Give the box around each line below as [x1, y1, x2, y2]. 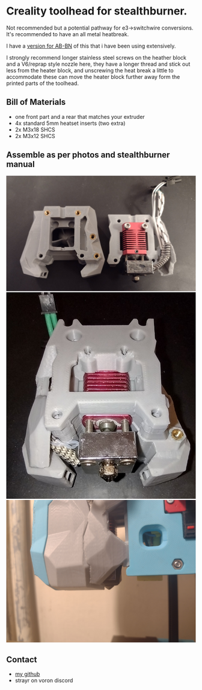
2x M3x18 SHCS [14, 125, 55, 133]
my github [14, 670, 40, 677]
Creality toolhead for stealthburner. [6, 4, 188, 18]
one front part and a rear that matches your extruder [14, 113, 145, 120]
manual [6, 159, 35, 169]
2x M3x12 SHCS [14, 132, 55, 139]
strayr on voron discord [14, 677, 73, 684]
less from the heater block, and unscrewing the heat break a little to [6, 66, 174, 74]
